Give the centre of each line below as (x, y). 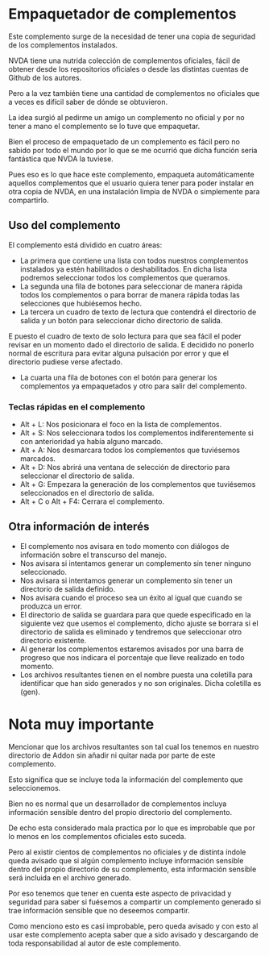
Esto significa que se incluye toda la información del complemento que (126, 779)
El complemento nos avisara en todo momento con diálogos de (124, 546)
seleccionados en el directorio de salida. (87, 493)
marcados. (38, 459)
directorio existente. (53, 640)
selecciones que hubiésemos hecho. (81, 303)
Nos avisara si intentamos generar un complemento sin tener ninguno (136, 563)
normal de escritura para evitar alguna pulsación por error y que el (119, 353)
